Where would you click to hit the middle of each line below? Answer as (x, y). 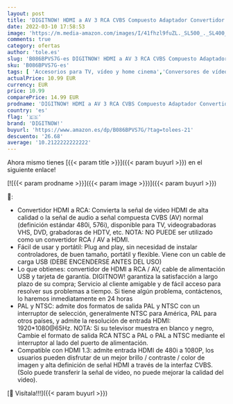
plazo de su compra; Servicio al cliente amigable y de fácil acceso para (119, 284)
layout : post (26, 14)
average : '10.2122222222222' (49, 143)
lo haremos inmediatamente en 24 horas (75, 298)
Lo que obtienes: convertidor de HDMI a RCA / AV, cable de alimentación (121, 269)
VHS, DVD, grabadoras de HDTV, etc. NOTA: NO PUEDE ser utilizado (115, 233)
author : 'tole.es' (34, 53)
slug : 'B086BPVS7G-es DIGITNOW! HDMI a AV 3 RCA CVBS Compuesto (102, 59)
